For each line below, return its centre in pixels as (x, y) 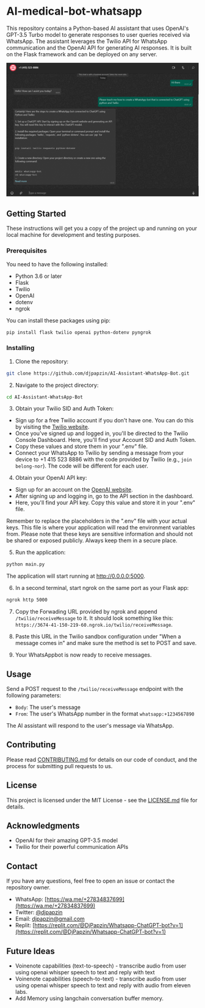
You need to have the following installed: (57, 264)
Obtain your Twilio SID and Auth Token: (64, 409)
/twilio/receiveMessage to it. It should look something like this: (94, 618)
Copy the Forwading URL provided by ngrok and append (86, 612)
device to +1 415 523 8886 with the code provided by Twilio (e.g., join (103, 460)
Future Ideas (31, 951)
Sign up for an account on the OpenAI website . (74, 490)
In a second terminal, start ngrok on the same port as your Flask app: (102, 588)
